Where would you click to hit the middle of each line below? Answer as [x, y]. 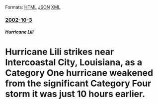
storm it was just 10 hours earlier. [75, 94]
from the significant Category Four [78, 83]
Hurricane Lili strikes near [60, 52]
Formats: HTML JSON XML [33, 7]
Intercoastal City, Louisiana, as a [74, 62]
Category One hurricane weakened [79, 73]
